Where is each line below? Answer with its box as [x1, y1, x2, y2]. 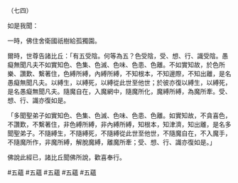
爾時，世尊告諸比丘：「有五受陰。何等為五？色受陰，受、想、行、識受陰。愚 [7, 52, 229, 60]
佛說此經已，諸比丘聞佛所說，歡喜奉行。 [7, 153, 126, 162]
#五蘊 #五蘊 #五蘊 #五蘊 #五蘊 [7, 168, 97, 177]
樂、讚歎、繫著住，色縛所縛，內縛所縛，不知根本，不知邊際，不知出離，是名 [7, 70, 232, 78]
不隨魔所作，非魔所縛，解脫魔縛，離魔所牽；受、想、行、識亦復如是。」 [7, 138, 216, 146]
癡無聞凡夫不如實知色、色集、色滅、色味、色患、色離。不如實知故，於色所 [7, 61, 225, 69]
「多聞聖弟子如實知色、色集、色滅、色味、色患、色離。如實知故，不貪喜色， [7, 111, 232, 120]
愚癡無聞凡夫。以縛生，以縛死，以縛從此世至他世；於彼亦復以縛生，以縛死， [7, 78, 232, 87]
